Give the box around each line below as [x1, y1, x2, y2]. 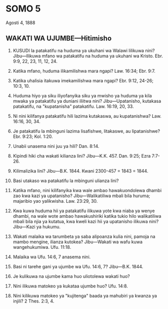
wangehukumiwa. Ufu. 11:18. [12, 244, 71, 250]
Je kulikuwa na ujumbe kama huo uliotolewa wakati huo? [12, 273, 130, 279]
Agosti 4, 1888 [5, 20, 35, 26]
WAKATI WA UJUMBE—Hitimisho [5, 34, 112, 43]
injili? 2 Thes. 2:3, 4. [12, 298, 54, 304]
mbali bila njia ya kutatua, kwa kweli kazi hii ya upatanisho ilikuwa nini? [12, 218, 159, 224]
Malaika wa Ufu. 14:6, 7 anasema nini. [12, 254, 91, 260]
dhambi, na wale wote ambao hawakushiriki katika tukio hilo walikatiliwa [12, 213, 161, 219]
